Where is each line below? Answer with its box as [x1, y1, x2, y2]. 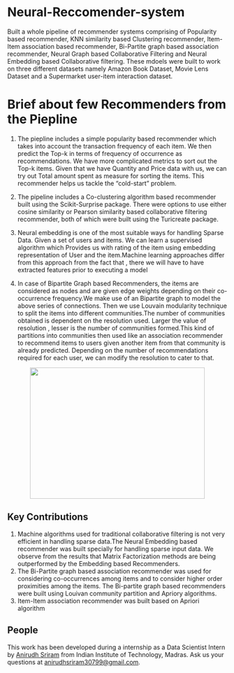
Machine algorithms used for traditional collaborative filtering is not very [17, 530, 226, 538]
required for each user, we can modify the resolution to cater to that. [17, 353, 214, 362]
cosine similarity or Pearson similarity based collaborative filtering [17, 207, 207, 215]
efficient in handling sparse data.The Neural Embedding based [17, 537, 198, 546]
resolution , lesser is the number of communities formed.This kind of [17, 323, 214, 332]
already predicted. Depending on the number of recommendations [17, 346, 209, 354]
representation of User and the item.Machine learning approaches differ [17, 250, 225, 259]
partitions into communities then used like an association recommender [17, 331, 224, 339]
